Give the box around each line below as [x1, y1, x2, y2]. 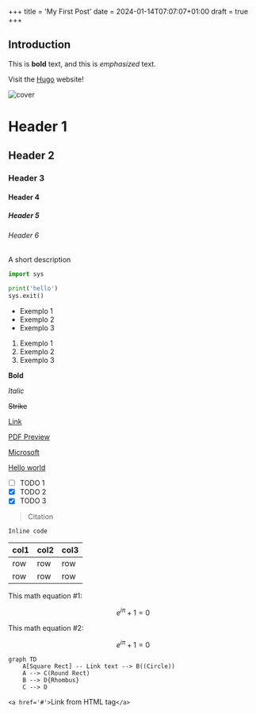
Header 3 [8, 173, 45, 184]
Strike [8, 402, 28, 411]
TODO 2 [19, 487, 47, 497]
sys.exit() [8, 292, 44, 300]
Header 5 [8, 210, 40, 220]
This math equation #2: [8, 623, 84, 632]
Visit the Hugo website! [8, 74, 85, 84]
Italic [8, 386, 25, 395]
